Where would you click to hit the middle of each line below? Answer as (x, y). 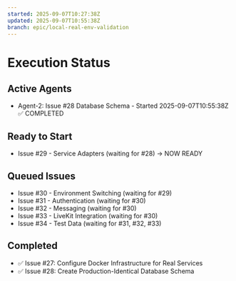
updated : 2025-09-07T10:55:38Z (54, 21)
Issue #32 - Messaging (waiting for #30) (77, 208)
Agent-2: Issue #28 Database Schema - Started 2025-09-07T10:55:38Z (123, 106)
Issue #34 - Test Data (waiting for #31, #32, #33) (89, 223)
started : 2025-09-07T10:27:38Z (54, 14)
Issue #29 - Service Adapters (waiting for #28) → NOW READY (110, 153)
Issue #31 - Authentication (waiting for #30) (82, 201)
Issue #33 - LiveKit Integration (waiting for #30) (88, 216)
